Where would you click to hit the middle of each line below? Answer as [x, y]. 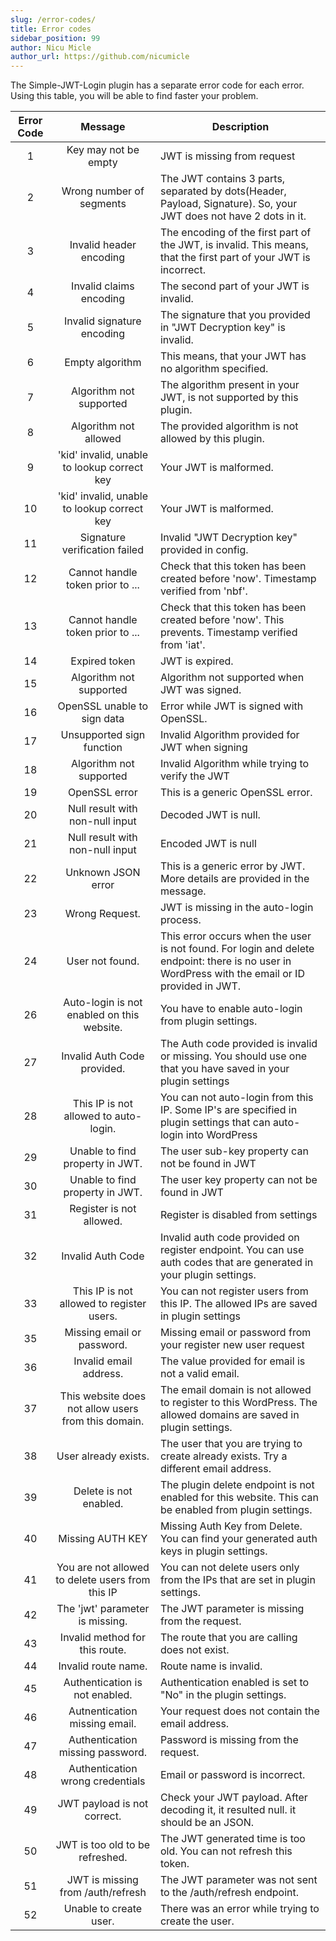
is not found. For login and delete [237, 949]
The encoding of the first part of [235, 233]
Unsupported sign [103, 735]
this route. [103, 1650]
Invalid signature [103, 321]
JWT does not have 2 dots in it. [233, 216]
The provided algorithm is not [229, 426]
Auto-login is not [103, 1003]
